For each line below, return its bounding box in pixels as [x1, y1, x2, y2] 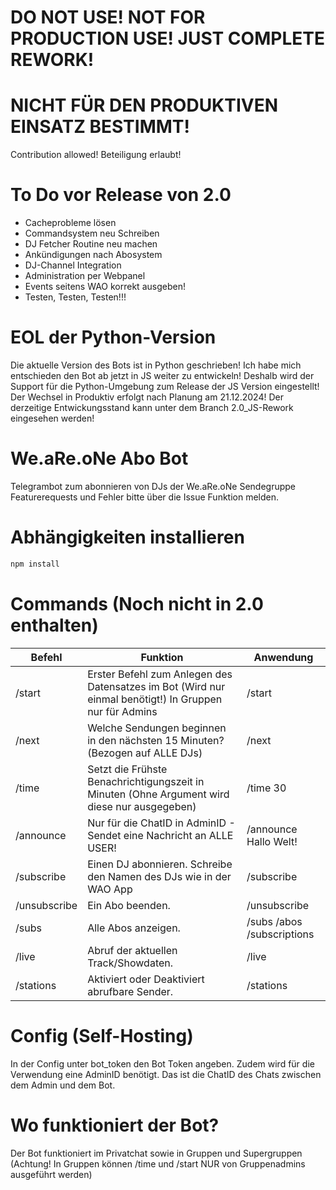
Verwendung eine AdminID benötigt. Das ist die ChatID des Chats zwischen [10, 1068, 322, 1080]
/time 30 [246, 781, 287, 795]
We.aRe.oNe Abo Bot [10, 447, 189, 470]
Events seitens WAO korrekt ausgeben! [24, 281, 186, 293]
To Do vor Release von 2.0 [10, 184, 232, 206]
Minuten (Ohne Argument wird [87, 787, 230, 801]
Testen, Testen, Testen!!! [24, 291, 127, 303]
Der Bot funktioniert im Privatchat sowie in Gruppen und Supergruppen [10, 1147, 303, 1159]
